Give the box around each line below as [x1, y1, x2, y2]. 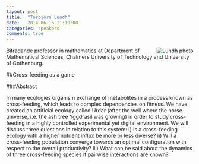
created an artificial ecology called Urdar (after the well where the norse [6, 107, 183, 114]
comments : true [6, 31, 44, 37]
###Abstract [6, 83, 37, 90]
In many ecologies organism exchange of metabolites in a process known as [6, 94, 193, 102]
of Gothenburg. [6, 60, 44, 67]
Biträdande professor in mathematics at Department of [6, 47, 140, 54]
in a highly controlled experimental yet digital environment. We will [26, 119, 189, 127]
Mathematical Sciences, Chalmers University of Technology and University [6, 53, 189, 61]
